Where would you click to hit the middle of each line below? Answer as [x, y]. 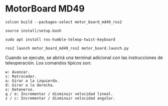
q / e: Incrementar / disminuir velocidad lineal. [59, 94]
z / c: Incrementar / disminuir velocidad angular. [60, 98]
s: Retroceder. [21, 76]
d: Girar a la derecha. [30, 85]
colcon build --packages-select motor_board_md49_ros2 [64, 22]
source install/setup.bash [33, 30]
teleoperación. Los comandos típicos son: [48, 62]
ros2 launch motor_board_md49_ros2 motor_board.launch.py [67, 48]
